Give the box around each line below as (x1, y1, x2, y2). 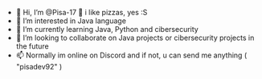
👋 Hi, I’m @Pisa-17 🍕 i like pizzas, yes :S (15, 8, 148, 17)
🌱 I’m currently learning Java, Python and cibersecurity (15, 25, 199, 34)
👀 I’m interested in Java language (15, 16, 127, 26)
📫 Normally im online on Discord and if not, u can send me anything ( (15, 50, 248, 60)
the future (15, 41, 50, 51)
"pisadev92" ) (15, 62, 63, 71)
